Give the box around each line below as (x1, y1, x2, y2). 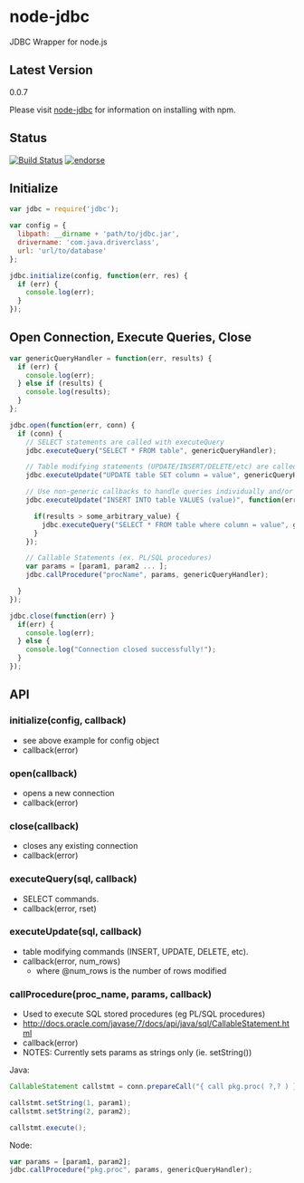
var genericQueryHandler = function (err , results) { (9, 353, 213, 363)
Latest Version (9, 63, 93, 78)
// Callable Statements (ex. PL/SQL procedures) (25, 553, 213, 563)
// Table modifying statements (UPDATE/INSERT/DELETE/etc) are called (25, 462, 298, 472)
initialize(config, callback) (9, 714, 127, 726)
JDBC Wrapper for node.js (9, 36, 108, 47)
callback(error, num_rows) (22, 956, 121, 967)
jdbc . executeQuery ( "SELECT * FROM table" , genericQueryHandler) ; (25, 446, 278, 455)
